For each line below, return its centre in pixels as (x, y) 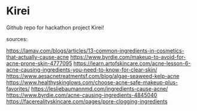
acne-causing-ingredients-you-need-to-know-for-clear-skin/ (82, 69)
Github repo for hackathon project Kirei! (55, 27)
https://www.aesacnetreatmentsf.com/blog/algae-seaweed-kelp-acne (93, 76)
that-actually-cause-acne (38, 57)
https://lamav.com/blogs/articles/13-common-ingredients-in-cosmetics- (95, 50)
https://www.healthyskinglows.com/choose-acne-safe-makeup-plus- (92, 82)
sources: (17, 39)
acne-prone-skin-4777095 (39, 63)
